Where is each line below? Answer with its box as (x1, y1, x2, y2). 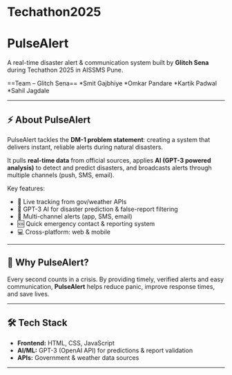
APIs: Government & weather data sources (17, 353, 139, 362)
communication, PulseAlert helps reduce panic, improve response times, (7, 282, 215, 290)
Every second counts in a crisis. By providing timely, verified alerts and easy (7, 275, 224, 283)
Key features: (7, 184, 45, 192)
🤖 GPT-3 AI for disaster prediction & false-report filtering (17, 205, 178, 213)
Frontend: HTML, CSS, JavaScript (17, 338, 115, 347)
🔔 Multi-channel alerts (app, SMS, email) (17, 212, 133, 221)
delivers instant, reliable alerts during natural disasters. (7, 143, 164, 151)
